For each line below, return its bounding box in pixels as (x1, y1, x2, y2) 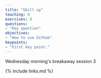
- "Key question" (5, 26, 41, 31)
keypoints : (5, 40, 28, 45)
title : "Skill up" (5, 7, 43, 12)
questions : (5, 21, 28, 26)
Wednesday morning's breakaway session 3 (5, 58, 96, 64)
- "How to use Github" (5, 35, 52, 40)
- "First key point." (5, 44, 50, 49)
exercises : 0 (5, 16, 32, 21)
